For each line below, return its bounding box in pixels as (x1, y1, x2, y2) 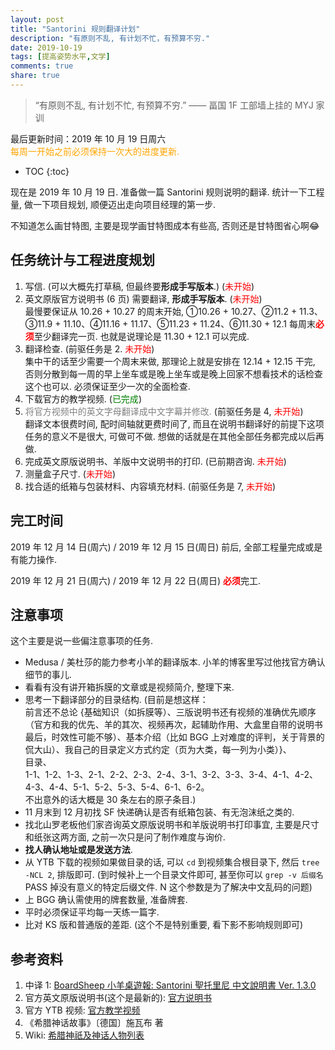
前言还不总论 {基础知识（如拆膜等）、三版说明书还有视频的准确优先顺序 (24, 706, 317, 718)
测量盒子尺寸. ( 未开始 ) (24, 467, 116, 480)
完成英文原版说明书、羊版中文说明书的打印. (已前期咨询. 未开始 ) (24, 455, 287, 467)
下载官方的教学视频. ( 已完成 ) (24, 392, 142, 405)
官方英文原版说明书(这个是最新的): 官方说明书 (24, 992, 212, 1004)
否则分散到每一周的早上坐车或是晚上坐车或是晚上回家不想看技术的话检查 (24, 367, 323, 380)
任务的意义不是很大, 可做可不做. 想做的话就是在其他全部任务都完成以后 (24, 430, 316, 442)
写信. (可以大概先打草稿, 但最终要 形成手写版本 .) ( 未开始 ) (24, 280, 255, 292)
